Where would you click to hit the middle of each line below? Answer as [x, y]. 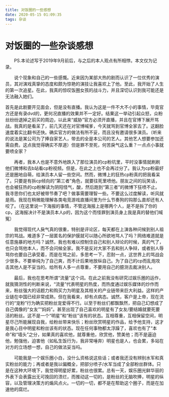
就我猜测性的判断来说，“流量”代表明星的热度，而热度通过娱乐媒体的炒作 [80, 284]
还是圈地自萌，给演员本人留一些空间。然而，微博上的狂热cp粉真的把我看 [80, 175]
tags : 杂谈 [16, 19]
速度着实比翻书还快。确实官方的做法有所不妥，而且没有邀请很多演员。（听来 [83, 133]
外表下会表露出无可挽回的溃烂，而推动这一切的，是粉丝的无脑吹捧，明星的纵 [84, 377]
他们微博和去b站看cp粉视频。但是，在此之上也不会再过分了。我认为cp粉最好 [84, 168]
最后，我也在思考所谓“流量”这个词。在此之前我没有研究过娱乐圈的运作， [89, 278]
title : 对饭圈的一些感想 [28, 10]
